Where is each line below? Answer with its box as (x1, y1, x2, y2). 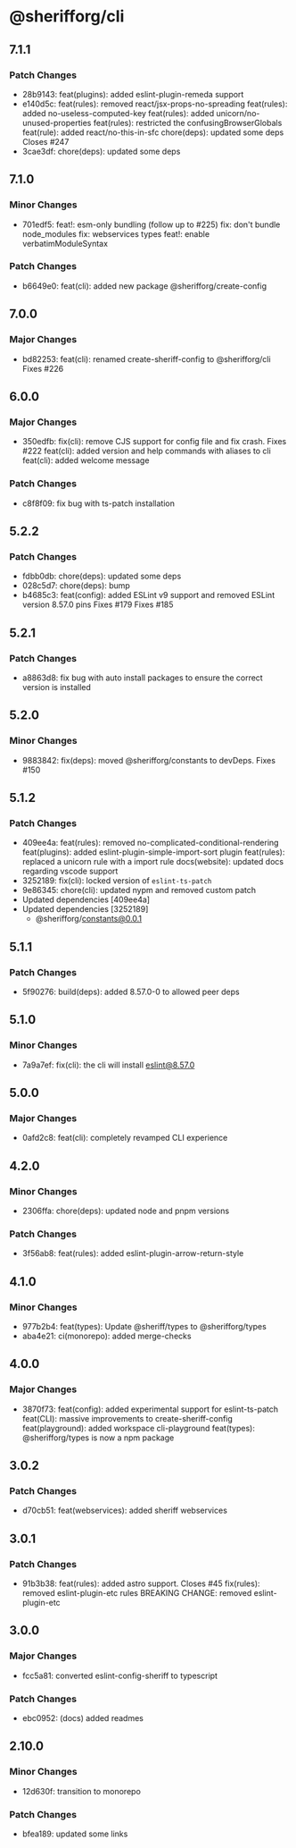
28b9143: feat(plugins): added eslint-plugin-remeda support (21, 89, 244, 99)
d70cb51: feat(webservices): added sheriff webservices (21, 1505, 227, 1516)
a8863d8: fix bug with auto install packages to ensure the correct (21, 672, 263, 683)
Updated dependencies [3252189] (21, 904, 149, 915)
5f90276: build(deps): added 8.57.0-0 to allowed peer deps (21, 986, 240, 997)
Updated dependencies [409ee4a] (21, 894, 150, 905)
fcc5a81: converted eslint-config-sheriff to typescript (21, 1670, 218, 1681)
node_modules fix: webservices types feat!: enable (21, 228, 210, 239)
